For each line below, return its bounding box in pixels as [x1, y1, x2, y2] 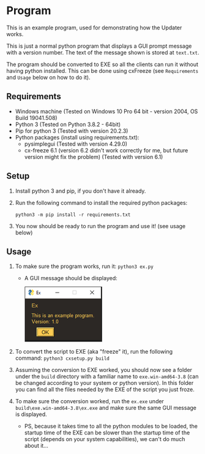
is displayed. [15, 411, 47, 418]
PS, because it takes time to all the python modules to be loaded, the [24, 423, 198, 430]
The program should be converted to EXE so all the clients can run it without [6, 61, 199, 68]
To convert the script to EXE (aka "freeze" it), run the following [15, 348, 173, 355]
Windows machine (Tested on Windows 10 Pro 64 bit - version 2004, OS [15, 108, 198, 115]
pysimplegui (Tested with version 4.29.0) [24, 140, 127, 147]
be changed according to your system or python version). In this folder [15, 379, 194, 387]
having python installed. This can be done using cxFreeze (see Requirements [6, 67, 199, 74]
